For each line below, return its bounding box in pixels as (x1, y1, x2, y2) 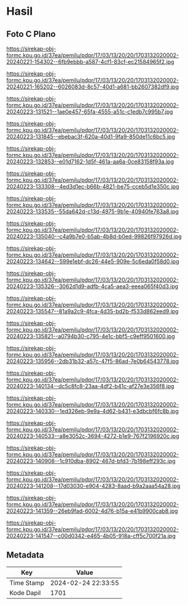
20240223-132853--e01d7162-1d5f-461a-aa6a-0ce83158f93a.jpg (6, 158, 174, 165)
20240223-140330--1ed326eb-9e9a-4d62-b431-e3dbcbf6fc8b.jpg (6, 407, 179, 415)
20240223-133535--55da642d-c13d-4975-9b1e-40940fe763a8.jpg (6, 208, 179, 215)
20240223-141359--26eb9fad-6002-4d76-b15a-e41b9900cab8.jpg (6, 507, 178, 514)
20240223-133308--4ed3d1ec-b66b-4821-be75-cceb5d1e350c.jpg (6, 183, 179, 190)
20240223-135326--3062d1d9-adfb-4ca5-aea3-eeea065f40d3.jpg (6, 283, 179, 290)
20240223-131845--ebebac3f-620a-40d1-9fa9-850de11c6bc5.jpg (6, 133, 175, 140)
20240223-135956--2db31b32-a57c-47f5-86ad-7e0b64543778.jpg (6, 357, 179, 365)
